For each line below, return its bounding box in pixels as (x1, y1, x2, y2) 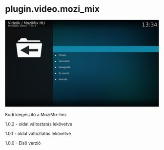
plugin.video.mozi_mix (5, 3, 100, 15)
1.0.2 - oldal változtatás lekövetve (5, 121, 72, 127)
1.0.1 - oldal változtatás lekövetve (5, 131, 71, 137)
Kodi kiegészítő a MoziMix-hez (5, 112, 67, 118)
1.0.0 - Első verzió (5, 140, 41, 146)
